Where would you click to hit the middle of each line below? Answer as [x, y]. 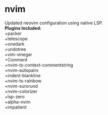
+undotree [15, 49]
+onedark [15, 44]
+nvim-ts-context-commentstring [39, 65]
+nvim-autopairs [22, 70]
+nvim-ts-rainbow [23, 81]
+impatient [16, 107]
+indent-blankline [23, 75]
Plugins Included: [23, 28]
